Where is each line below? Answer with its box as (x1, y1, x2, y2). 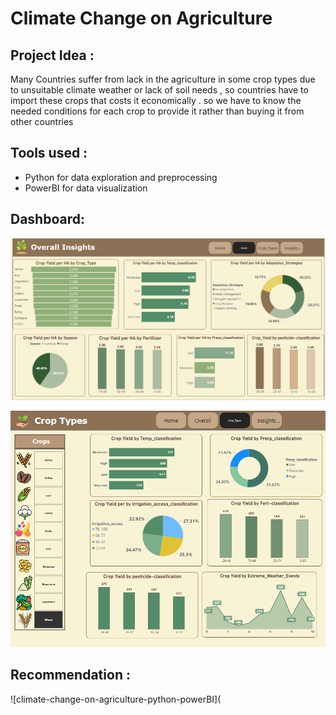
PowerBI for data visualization (24, 182, 148, 194)
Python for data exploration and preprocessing (24, 171, 218, 183)
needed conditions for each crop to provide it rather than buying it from (10, 105, 305, 117)
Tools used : (10, 145, 88, 162)
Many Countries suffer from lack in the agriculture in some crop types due (10, 73, 316, 85)
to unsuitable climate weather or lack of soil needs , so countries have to (10, 84, 309, 96)
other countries (10, 116, 74, 127)
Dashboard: (10, 211, 85, 228)
